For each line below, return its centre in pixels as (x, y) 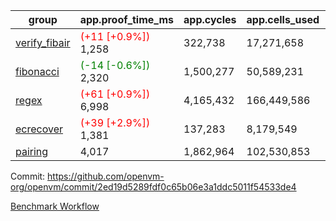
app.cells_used (283, 19)
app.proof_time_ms (127, 19)
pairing (32, 151)
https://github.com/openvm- (106, 176)
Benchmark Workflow (55, 206)
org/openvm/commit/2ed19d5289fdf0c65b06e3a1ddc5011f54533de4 (153, 187)
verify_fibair (43, 42)
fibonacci (37, 71)
